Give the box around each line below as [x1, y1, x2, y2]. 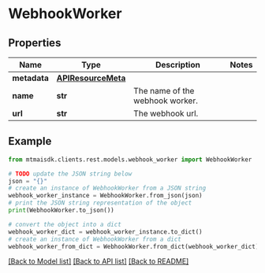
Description [155, 60, 201, 70]
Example [8, 135, 52, 148]
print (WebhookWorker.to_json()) [8, 206, 114, 215]
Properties [8, 36, 62, 50]
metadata [12, 72, 49, 83]
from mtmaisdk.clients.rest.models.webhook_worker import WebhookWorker [8, 155, 252, 164]
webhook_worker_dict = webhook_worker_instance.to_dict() [8, 227, 203, 236]
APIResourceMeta [56, 72, 126, 83]
